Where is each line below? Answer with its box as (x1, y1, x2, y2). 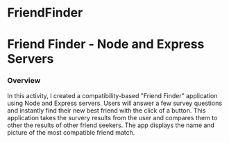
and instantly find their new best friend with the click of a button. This (7, 106, 206, 115)
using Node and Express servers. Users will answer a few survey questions (7, 99, 223, 107)
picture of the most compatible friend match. (7, 128, 135, 136)
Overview (7, 76, 41, 86)
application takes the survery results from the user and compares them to (7, 113, 218, 122)
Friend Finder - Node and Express (7, 37, 205, 53)
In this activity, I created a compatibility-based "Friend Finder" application (7, 91, 218, 99)
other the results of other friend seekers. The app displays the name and (7, 121, 215, 129)
